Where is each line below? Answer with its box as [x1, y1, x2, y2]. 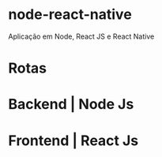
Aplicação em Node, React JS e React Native [8, 32, 155, 41]
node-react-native [8, 6, 132, 24]
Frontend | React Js [8, 132, 139, 149]
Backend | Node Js [8, 95, 134, 114]
